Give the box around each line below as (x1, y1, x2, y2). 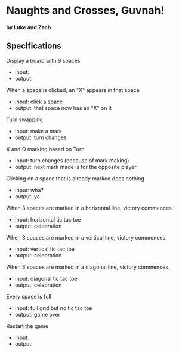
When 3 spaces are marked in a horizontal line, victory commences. (6, 204, 174, 211)
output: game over (14, 311, 61, 318)
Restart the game (6, 322, 49, 329)
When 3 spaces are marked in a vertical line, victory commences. (6, 234, 167, 241)
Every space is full (6, 293, 52, 300)
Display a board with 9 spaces (6, 57, 81, 64)
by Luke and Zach (6, 23, 51, 30)
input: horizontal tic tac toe (14, 216, 81, 223)
